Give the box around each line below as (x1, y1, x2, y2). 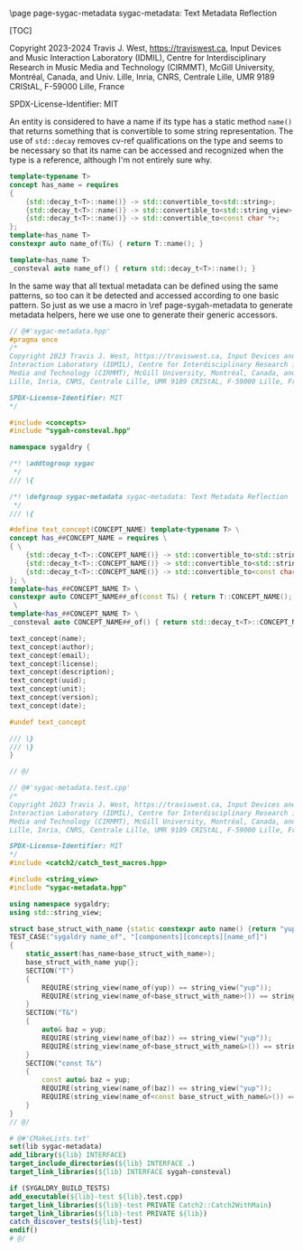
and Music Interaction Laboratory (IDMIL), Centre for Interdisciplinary (9, 52, 267, 62)
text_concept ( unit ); (9, 684, 87, 694)
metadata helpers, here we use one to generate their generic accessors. (9, 309, 278, 320)
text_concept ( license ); (9, 659, 99, 668)
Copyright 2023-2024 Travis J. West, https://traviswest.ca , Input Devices (9, 42, 281, 53)
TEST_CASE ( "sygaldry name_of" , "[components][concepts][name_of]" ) (9, 933, 269, 942)
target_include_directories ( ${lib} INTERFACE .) (9, 1159, 196, 1169)
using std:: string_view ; (9, 908, 103, 917)
